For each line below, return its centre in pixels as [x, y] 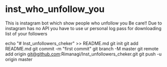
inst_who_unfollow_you [55, 9]
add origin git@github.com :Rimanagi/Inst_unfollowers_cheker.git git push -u [83, 54]
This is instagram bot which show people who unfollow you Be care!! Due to [83, 23]
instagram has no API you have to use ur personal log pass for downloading [83, 28]
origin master [19, 59]
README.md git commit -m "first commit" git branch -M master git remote [82, 48]
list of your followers [26, 33]
